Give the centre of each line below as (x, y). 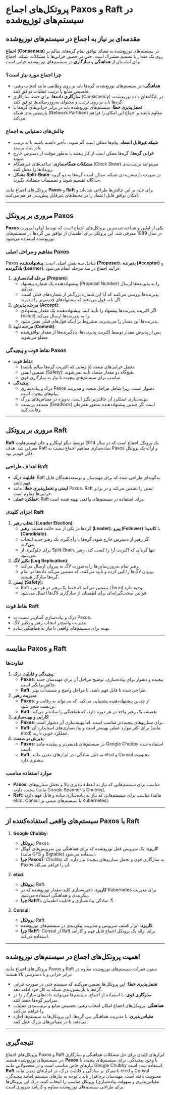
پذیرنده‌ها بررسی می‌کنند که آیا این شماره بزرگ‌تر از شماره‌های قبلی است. (90, 294)
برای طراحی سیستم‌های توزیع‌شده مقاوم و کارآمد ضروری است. (65, 1087)
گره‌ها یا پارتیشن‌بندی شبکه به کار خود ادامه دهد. (58, 989)
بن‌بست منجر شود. (38, 706)
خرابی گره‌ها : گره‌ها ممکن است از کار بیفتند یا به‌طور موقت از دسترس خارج (83, 153)
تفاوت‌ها (14, 663)
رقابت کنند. (31, 410)
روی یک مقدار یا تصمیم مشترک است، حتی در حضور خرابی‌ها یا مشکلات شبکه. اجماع (84, 56)
